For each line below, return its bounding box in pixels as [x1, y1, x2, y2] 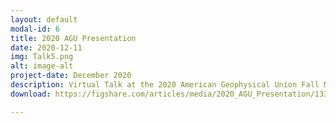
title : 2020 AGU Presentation [10, 33, 137, 43]
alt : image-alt [10, 61, 74, 71]
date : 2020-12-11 [10, 42, 83, 53]
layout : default [10, 14, 78, 25]
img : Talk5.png [10, 52, 74, 62]
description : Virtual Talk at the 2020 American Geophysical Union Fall [10, 80, 320, 90]
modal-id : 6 [10, 24, 60, 34]
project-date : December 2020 [10, 71, 132, 81]
